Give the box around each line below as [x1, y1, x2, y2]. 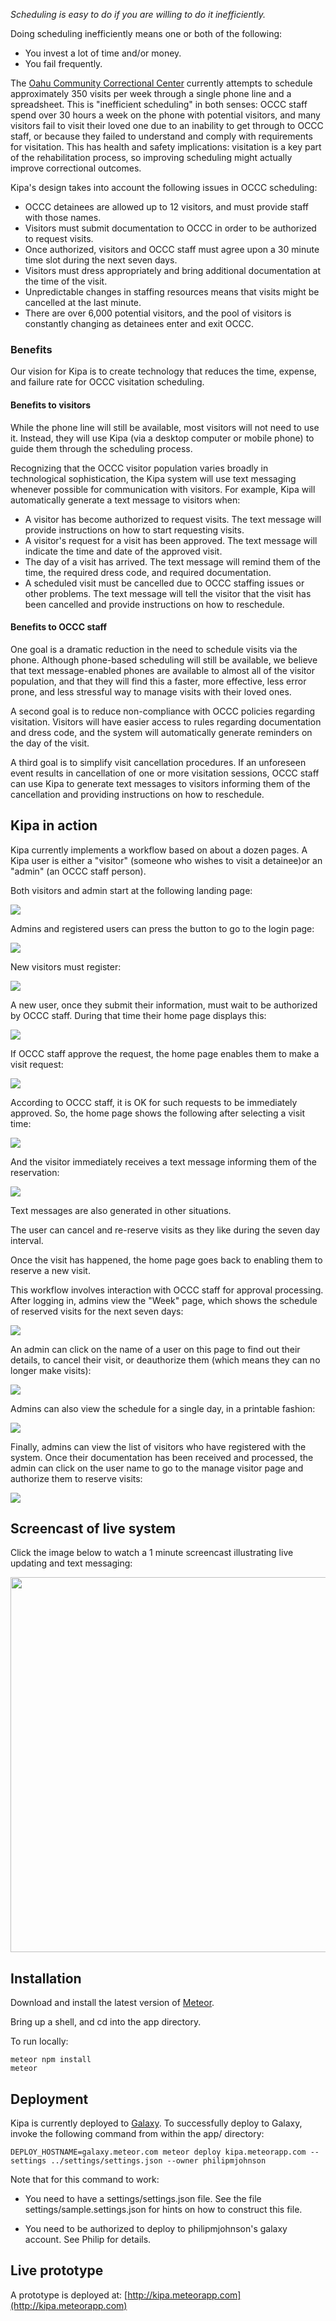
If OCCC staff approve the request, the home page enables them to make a [10, 1047, 320, 1059]
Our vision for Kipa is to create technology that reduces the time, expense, [10, 365, 317, 378]
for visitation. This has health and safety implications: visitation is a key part [10, 141, 322, 153]
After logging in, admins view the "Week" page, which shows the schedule [10, 1294, 318, 1306]
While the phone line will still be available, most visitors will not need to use [10, 421, 320, 433]
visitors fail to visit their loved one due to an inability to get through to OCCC [10, 120, 324, 131]
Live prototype [10, 2262, 104, 2279]
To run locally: [10, 2035, 69, 2048]
